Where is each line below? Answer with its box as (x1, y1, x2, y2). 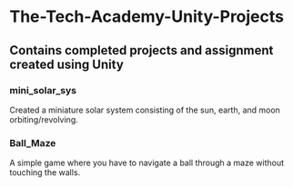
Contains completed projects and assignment (9, 43, 274, 58)
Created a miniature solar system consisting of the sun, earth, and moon (9, 104, 280, 115)
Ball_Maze (9, 136, 56, 149)
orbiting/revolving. (9, 113, 79, 124)
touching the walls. (9, 167, 81, 178)
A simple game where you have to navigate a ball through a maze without (9, 157, 285, 169)
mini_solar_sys (9, 84, 77, 96)
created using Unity (9, 56, 125, 72)
